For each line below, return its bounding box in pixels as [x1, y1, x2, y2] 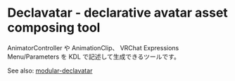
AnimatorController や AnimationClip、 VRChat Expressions [7, 43, 179, 52]
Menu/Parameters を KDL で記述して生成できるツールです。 [7, 52, 181, 61]
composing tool [7, 20, 101, 36]
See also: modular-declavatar [7, 66, 93, 75]
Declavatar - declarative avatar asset [7, 5, 229, 21]
